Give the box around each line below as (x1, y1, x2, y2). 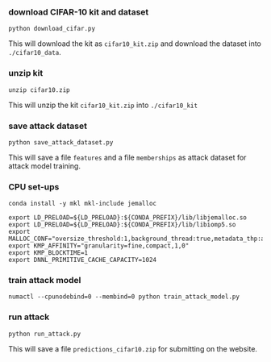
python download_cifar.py (8, 25, 95, 33)
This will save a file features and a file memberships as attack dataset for (8, 152, 247, 162)
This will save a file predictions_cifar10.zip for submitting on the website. (8, 343, 258, 353)
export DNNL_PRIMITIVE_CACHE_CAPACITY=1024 (8, 256, 157, 264)
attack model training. (8, 160, 81, 171)
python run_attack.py (8, 330, 81, 338)
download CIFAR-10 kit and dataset (8, 6, 149, 18)
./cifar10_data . (8, 48, 62, 57)
